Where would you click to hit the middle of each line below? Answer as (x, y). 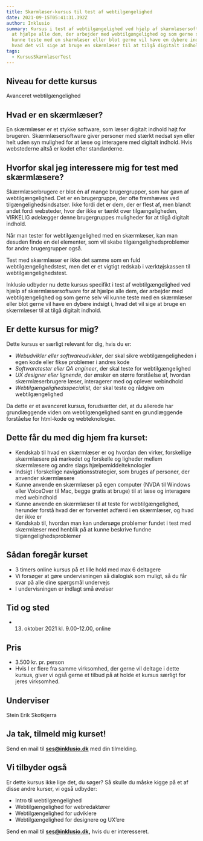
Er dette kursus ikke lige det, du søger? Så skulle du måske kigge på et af (98, 782)
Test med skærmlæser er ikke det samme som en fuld (73, 260)
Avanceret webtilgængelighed (43, 96)
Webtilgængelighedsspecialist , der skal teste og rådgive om (89, 388)
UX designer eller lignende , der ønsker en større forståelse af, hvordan (103, 375)
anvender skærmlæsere (45, 478)
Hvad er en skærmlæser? (55, 115)
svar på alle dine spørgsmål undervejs (62, 582)
